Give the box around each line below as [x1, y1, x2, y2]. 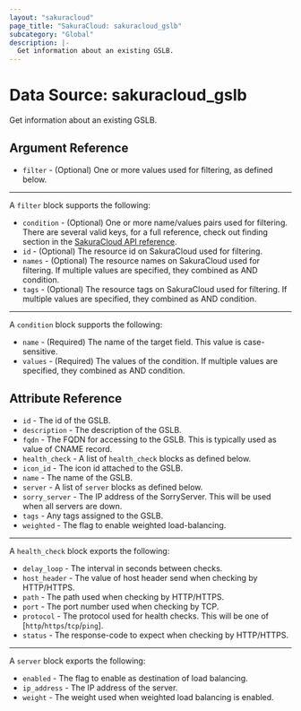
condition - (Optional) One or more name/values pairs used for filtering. [21, 217, 288, 228]
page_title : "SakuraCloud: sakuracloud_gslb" [9, 22, 182, 30]
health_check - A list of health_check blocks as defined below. [21, 453, 252, 464]
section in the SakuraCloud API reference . [21, 236, 177, 247]
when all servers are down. [21, 500, 123, 511]
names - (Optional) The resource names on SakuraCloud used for [21, 255, 261, 265]
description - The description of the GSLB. [21, 424, 182, 435]
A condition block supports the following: [9, 319, 163, 330]
